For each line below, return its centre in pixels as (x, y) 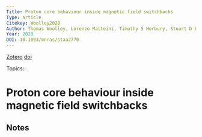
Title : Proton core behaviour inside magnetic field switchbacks (90, 12)
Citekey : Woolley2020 (33, 23)
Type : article (24, 17)
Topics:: (16, 68)
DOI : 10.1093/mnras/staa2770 (43, 40)
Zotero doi (19, 57)
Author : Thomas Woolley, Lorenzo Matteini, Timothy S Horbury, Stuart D (99, 29)
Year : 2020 (20, 34)
